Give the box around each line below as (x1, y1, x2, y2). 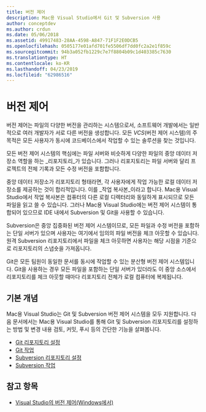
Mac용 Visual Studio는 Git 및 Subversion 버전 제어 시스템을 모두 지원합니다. (6, 310, 190, 318)
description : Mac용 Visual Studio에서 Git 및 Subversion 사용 (6, 15, 161, 21)
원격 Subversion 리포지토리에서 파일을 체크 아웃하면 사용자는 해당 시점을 (6, 237, 181, 245)
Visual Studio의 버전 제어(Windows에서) (15, 399, 114, 406)
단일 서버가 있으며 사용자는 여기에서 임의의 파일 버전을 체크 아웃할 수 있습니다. (12, 229, 199, 237)
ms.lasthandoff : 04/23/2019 (6, 66, 78, 72)
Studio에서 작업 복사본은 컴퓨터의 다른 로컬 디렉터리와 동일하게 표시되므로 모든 (6, 194, 194, 201)
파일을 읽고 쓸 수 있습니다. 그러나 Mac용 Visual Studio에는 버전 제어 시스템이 (6, 201, 191, 208)
